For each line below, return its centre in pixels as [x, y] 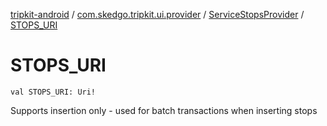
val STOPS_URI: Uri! [53, 92]
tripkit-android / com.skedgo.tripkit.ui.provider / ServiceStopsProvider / [157, 14]
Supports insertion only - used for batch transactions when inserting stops [164, 110]
